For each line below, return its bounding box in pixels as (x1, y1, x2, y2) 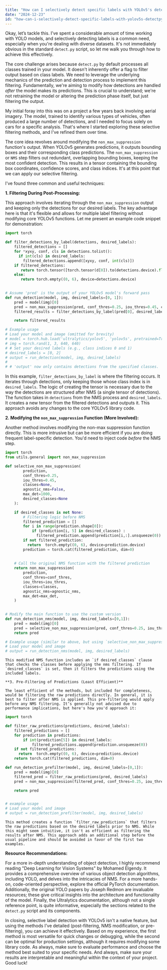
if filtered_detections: (14, 263, 66, 268)
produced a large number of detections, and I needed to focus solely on (5, 118, 153, 125)
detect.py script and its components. (5, 908, 81, 914)
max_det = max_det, (23, 593, 59, 598)
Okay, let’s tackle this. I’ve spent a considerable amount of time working (5, 30, 153, 36)
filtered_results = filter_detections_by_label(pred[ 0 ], (14, 309, 135, 314)
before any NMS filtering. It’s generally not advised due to (5, 701, 137, 707)
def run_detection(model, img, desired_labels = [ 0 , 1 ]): (5, 295, 123, 300)
